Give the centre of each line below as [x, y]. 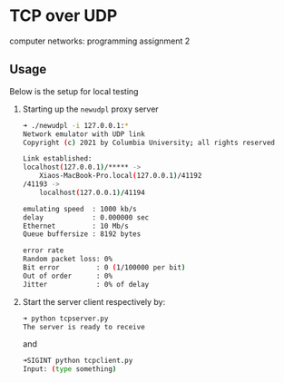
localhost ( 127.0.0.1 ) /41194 [92, 192]
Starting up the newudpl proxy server [90, 109]
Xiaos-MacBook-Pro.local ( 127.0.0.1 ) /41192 [121, 176]
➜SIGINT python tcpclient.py [78, 361]
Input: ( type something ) [69, 369]
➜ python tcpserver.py [65, 319]
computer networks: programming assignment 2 [100, 41]
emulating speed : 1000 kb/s [80, 209]
